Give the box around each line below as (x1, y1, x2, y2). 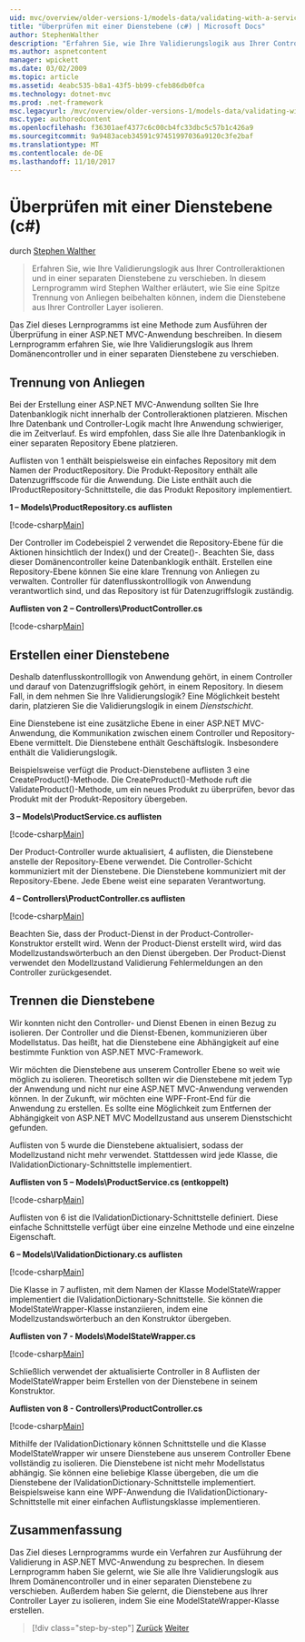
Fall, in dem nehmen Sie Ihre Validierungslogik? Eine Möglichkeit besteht (9, 690, 280, 701)
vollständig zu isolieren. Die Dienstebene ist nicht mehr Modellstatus (9, 1457, 265, 1468)
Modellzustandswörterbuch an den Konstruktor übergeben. (9, 1313, 231, 1324)
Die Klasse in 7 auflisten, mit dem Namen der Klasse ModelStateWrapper (9, 1284, 281, 1294)
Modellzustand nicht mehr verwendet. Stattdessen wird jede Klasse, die (9, 1149, 279, 1160)
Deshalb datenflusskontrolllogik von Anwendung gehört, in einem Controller (9, 671, 293, 682)
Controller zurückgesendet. (9, 967, 112, 978)
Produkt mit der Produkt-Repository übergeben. (9, 793, 188, 805)
